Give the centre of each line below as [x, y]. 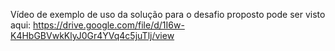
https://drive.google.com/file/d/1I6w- [109, 25]
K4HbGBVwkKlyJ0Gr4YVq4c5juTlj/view [92, 35]
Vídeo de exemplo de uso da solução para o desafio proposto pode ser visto [168, 14]
